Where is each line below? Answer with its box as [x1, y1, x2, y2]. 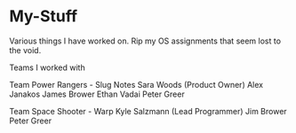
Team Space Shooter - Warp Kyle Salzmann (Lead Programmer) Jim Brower [9, 106, 287, 116]
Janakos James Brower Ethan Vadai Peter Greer [9, 89, 185, 99]
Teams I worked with [9, 62, 86, 73]
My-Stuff [9, 6, 78, 27]
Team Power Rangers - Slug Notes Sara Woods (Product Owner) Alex [9, 79, 264, 90]
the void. [9, 44, 42, 55]
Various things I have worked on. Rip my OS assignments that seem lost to [9, 35, 282, 46]
